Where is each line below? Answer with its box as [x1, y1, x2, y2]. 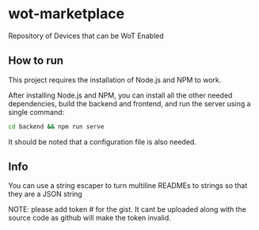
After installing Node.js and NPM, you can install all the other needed [8, 90, 233, 100]
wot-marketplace [8, 5, 125, 23]
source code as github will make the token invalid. [8, 213, 172, 223]
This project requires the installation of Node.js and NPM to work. [8, 75, 222, 84]
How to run [8, 54, 64, 67]
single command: [8, 107, 65, 117]
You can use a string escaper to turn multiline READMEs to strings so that [8, 181, 248, 190]
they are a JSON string [8, 190, 83, 199]
